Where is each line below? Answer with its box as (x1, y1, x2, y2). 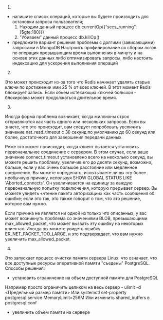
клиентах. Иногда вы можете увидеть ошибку (5, 226, 101, 231)
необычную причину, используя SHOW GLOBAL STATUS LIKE (5, 175, 132, 180)
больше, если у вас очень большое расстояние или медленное (5, 164, 138, 170)
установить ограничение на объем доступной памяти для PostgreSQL (12, 275, 159, 280)
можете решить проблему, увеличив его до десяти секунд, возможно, (5, 160, 153, 165)
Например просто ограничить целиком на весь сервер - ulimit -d (5, 284, 141, 290)
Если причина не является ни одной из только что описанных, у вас (5, 210, 147, 216)
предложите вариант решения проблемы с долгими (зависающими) (12, 40, 155, 45)
